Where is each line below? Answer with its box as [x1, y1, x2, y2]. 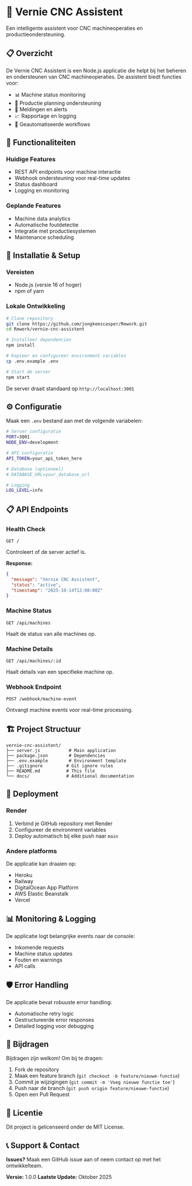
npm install [6, 342, 35, 349]
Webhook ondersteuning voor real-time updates [14, 175, 130, 182]
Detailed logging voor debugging [14, 1022, 94, 1029]
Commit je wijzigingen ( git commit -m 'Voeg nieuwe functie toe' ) [14, 1078, 175, 1085]
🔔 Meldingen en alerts [14, 105, 68, 113]
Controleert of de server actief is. [6, 548, 86, 555]
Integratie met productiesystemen [14, 227, 96, 235]
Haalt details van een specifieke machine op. [6, 668, 114, 675]
